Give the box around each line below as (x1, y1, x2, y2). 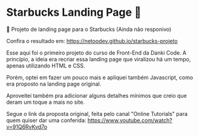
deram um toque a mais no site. (6, 98, 85, 106)
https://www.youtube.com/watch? (87, 117, 172, 124)
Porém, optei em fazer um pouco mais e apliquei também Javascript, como (6, 73, 194, 81)
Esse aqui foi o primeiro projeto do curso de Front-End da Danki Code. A (6, 49, 186, 56)
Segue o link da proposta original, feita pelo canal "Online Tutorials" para (6, 110, 188, 117)
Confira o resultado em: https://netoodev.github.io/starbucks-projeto (6, 37, 178, 44)
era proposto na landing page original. (6, 80, 102, 87)
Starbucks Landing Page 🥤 (6, 5, 142, 19)
